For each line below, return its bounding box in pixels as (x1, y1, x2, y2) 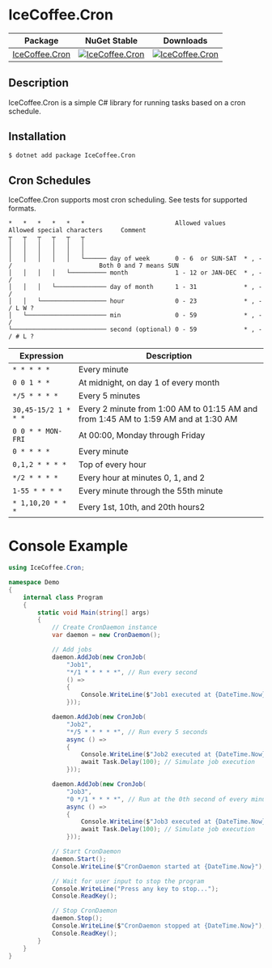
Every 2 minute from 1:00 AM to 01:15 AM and (78, 403, 258, 414)
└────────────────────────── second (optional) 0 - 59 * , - (8, 325, 263, 333)
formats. (8, 204, 36, 214)
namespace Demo (8, 579, 60, 587)
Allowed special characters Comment (8, 227, 147, 235)
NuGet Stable (84, 35, 138, 46)
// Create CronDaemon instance (51, 623, 158, 632)
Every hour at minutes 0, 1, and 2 (78, 472, 205, 483)
